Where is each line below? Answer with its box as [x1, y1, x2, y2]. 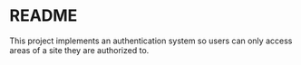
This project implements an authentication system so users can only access [9, 35, 293, 46]
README [9, 5, 78, 26]
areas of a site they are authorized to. [9, 44, 150, 55]
